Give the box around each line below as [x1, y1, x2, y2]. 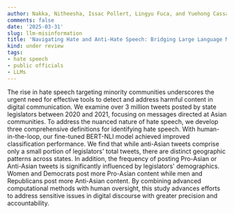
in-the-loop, [7, 132, 42, 140]
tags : [7, 49, 23, 56]
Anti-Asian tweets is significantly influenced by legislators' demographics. [7, 162, 220, 170]
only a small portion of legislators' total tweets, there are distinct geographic [7, 147, 226, 155]
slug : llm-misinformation [7, 29, 82, 37]
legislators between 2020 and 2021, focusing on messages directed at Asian [7, 109, 227, 119]
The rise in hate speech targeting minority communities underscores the [7, 88, 214, 96]
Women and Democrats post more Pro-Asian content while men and [7, 169, 203, 178]
